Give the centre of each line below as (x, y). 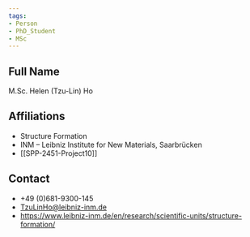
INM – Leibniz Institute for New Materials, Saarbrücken (111, 144)
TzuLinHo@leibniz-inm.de (64, 207)
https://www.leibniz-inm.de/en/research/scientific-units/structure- (131, 215)
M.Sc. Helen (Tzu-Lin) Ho (51, 91)
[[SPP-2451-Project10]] (59, 153)
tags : (17, 16)
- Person (23, 24)
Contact (29, 179)
